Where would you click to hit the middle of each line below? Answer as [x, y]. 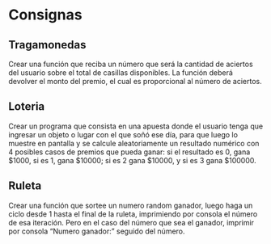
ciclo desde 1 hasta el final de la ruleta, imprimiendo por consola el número [133, 214]
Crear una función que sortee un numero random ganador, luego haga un [131, 205]
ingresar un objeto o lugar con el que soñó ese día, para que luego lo [123, 134]
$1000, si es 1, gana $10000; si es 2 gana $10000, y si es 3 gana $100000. [132, 160]
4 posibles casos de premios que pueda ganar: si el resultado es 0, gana [129, 152]
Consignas [45, 15]
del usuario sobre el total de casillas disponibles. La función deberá [121, 73]
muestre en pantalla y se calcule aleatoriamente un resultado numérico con [134, 143]
